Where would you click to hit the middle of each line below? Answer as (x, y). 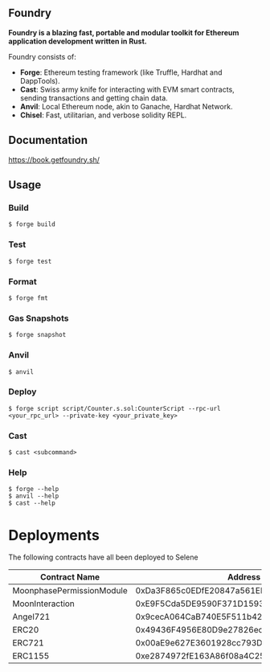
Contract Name (70, 577)
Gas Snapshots (39, 318)
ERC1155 (31, 656)
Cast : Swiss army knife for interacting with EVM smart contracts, (127, 89)
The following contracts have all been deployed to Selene (103, 557)
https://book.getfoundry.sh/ (54, 159)
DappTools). (40, 80)
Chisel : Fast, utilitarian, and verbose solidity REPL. (103, 115)
